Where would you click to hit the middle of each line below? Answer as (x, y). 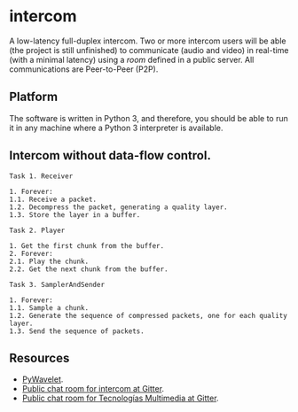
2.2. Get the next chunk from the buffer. (89, 269)
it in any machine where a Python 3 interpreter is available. (116, 128)
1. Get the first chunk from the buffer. (87, 245)
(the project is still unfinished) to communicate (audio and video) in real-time (149, 50)
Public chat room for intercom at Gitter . (93, 389)
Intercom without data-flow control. (110, 155)
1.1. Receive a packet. (53, 199)
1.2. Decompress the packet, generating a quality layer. (118, 207)
